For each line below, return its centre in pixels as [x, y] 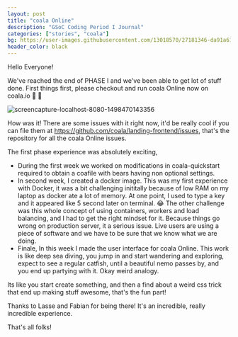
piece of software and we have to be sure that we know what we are [117, 233]
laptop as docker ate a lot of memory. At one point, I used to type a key [121, 196]
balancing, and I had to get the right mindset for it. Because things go [119, 218]
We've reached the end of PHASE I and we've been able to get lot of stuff [114, 81]
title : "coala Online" [41, 21]
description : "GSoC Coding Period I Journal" [75, 27]
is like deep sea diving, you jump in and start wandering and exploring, [121, 256]
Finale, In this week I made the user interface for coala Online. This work [123, 248]
